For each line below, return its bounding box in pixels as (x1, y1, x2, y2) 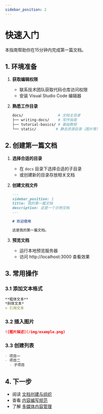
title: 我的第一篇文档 (12, 201, 53, 206)
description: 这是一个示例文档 (12, 206, 69, 211)
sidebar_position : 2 (5, 7, 47, 12)
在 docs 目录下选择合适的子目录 (19, 166, 82, 172)
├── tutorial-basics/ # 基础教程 (12, 122, 77, 127)
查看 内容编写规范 (12, 397, 48, 403)
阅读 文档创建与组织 (12, 392, 52, 397)
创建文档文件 (12, 182, 38, 188)
